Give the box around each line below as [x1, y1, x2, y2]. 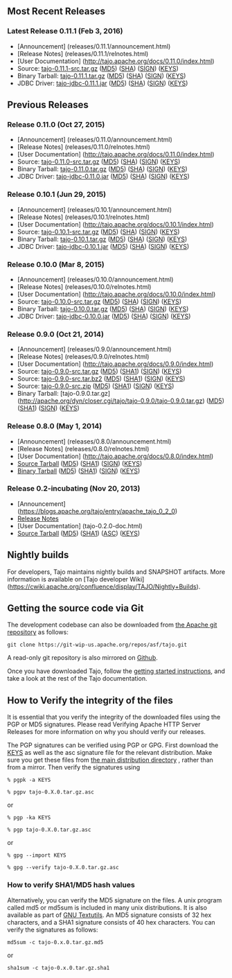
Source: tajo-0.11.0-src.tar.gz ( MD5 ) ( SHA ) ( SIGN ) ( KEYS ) [17, 157, 181, 166]
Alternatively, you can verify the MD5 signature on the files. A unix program [7, 896, 222, 904]
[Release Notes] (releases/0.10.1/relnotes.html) [17, 213, 150, 221]
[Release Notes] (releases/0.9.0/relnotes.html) [17, 353, 150, 361]
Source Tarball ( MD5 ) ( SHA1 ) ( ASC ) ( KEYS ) [17, 529, 141, 537]
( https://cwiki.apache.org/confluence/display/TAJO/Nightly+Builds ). [7, 582, 201, 591]
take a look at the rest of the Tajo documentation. [7, 674, 148, 683]
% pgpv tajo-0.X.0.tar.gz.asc [7, 789, 95, 796]
